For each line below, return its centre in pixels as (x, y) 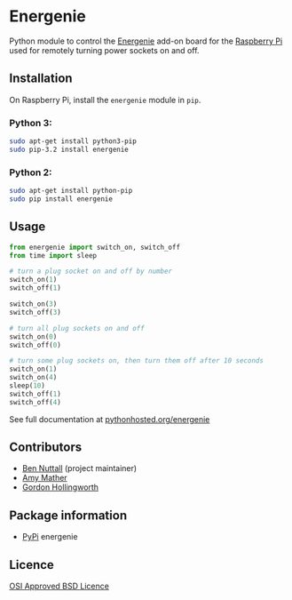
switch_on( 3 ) (33, 304)
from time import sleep (53, 255)
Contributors (46, 448)
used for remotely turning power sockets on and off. (104, 50)
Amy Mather (45, 478)
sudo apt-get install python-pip (71, 191)
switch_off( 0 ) (36, 345)
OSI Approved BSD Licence (59, 586)
